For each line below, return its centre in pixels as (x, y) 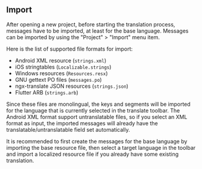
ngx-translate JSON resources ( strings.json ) (71, 86)
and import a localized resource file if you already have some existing (93, 154)
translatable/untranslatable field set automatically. (68, 129)
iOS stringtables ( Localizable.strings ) (63, 67)
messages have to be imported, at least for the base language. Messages (97, 31)
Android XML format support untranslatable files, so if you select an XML (97, 117)
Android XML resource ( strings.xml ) (61, 60)
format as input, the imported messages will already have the (82, 123)
